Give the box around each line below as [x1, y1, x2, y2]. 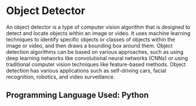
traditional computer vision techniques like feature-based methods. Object [6, 60, 186, 68]
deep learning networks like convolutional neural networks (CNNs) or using [6, 54, 188, 61]
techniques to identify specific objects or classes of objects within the [6, 36, 175, 43]
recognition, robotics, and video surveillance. [6, 73, 116, 80]
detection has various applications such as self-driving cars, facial [6, 67, 167, 74]
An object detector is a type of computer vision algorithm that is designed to [6, 23, 191, 30]
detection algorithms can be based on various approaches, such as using [6, 48, 184, 55]
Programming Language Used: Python [6, 90, 149, 100]
